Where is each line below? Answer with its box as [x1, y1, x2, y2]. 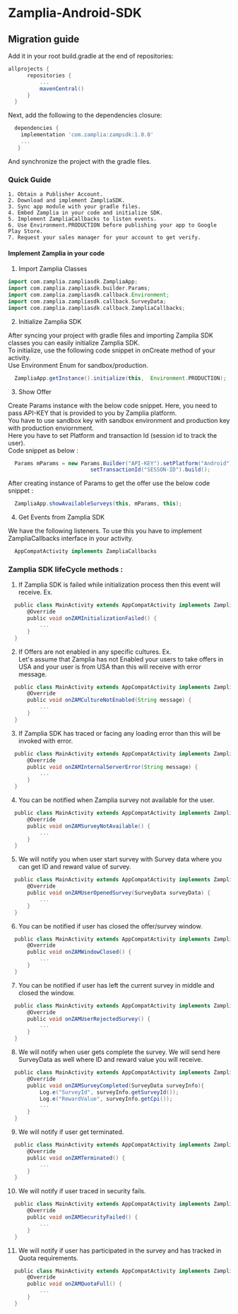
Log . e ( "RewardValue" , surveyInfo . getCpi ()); [39, 1095, 173, 1102]
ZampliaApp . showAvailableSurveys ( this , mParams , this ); [14, 500, 182, 508]
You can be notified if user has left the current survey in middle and [18, 981, 215, 989]
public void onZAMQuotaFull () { [26, 1280, 122, 1288]
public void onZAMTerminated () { [26, 1154, 126, 1161]
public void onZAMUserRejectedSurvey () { [26, 1015, 151, 1022]
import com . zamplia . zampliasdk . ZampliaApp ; [8, 278, 138, 285]
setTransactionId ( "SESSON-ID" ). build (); [90, 466, 211, 474]
